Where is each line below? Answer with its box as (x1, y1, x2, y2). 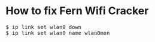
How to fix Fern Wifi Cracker (5, 4, 149, 18)
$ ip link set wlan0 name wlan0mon (5, 30, 110, 36)
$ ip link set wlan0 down (5, 24, 82, 30)
